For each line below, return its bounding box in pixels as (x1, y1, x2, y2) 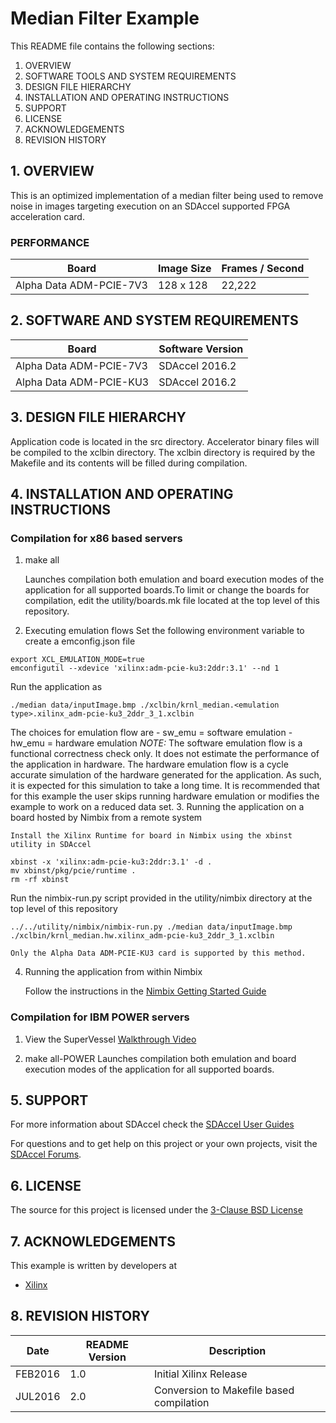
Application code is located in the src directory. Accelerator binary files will (10, 435, 320, 447)
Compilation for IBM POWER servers (10, 1010, 190, 1024)
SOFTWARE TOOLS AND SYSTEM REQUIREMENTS (24, 70, 237, 82)
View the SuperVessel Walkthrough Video (24, 1033, 197, 1045)
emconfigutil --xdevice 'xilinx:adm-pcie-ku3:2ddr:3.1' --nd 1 (10, 663, 280, 674)
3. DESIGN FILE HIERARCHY (10, 409, 187, 426)
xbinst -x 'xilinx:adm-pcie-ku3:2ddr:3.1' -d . (10, 857, 213, 867)
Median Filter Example (10, 7, 200, 30)
